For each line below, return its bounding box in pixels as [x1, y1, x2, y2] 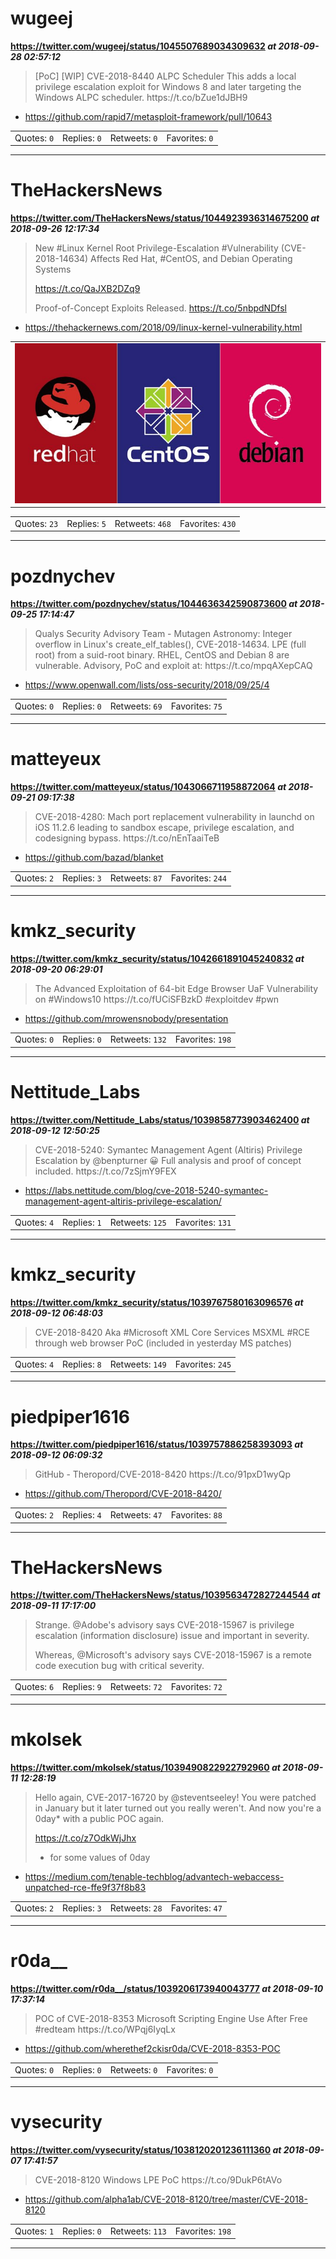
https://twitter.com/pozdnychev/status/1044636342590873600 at [10, 598, 298, 610]
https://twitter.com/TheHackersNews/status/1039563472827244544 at [10, 1589, 321, 1601]
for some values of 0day [49, 1851, 151, 1863]
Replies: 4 [62, 1509, 102, 1521]
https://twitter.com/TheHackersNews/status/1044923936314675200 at [10, 212, 320, 224]
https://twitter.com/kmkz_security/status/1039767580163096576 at [10, 1297, 304, 1309]
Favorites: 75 [170, 700, 223, 712]
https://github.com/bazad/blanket [24, 851, 164, 863]
